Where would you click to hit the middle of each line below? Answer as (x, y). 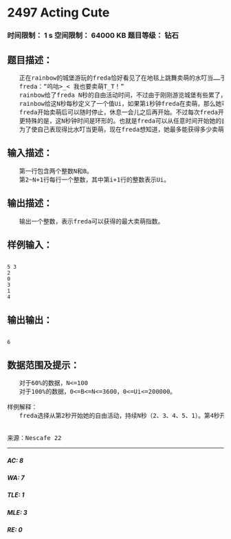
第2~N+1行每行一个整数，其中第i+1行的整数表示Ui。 (95, 179)
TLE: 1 (16, 495)
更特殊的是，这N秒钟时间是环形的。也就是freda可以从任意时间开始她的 (120, 121)
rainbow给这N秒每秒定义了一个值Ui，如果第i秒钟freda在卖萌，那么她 (120, 103)
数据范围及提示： (43, 365)
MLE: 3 (17, 512)
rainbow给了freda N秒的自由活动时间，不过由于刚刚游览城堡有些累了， (123, 95)
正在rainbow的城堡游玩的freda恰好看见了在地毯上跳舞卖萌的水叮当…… (120, 78)
